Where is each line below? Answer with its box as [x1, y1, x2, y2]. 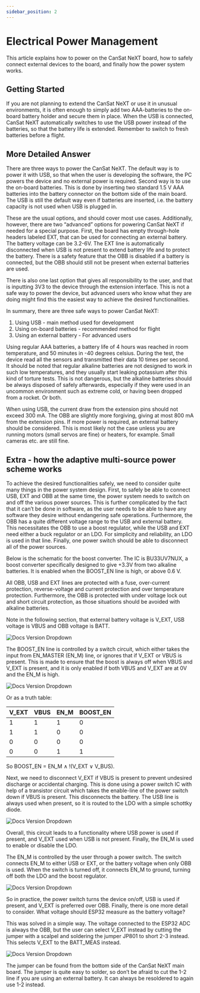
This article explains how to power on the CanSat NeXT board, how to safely [6, 54, 193, 62]
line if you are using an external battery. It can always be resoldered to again [6, 974, 194, 982]
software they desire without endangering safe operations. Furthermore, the [6, 512, 193, 518]
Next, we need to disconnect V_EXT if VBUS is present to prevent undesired [6, 774, 192, 781]
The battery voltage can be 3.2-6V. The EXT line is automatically [6, 240, 164, 247]
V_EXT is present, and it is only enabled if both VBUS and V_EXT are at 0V [6, 665, 187, 672]
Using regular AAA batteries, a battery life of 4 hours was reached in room [6, 343, 189, 351]
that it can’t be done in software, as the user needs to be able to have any [6, 505, 187, 512]
